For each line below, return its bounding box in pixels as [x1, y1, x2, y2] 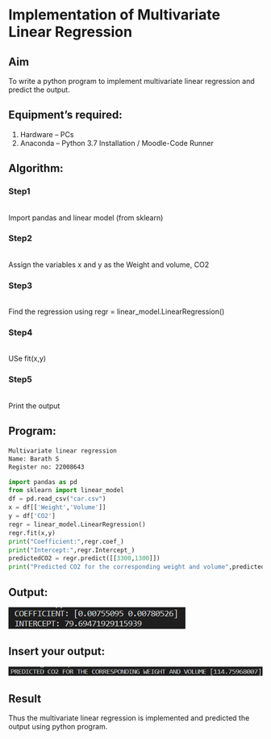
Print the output [8, 401, 60, 411]
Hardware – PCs [19, 129, 74, 139]
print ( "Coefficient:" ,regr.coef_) [8, 537, 125, 545]
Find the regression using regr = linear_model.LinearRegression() [8, 307, 225, 316]
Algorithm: [8, 161, 64, 175]
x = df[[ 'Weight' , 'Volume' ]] [8, 503, 106, 511]
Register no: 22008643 [8, 462, 85, 471]
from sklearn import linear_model [8, 486, 125, 495]
